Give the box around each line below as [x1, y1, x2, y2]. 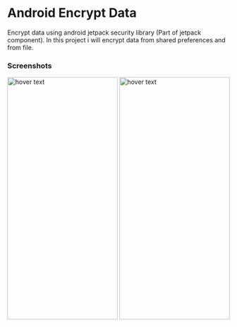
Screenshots [7, 61, 52, 70]
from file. [7, 43, 34, 51]
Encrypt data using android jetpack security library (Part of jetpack [7, 28, 202, 37]
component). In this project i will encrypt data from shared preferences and [7, 35, 226, 44]
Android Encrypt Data [7, 5, 138, 21]
